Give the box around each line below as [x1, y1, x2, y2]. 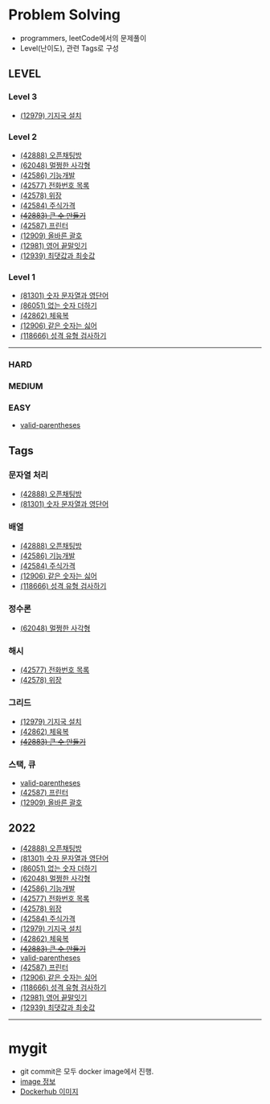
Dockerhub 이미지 [19, 1087, 79, 1097]
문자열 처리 [8, 469, 49, 480]
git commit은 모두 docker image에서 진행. [19, 1067, 154, 1077]
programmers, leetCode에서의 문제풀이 [19, 33, 147, 43]
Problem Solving [8, 6, 121, 24]
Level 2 [8, 131, 38, 142]
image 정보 [19, 1077, 56, 1086]
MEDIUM [8, 380, 43, 392]
